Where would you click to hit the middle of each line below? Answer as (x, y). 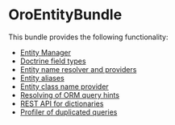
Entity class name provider (64, 87)
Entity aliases (42, 78)
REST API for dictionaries (62, 103)
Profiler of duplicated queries (69, 112)
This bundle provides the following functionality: (88, 37)
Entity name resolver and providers (78, 69)
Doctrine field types (53, 61)
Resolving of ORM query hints (69, 95)
